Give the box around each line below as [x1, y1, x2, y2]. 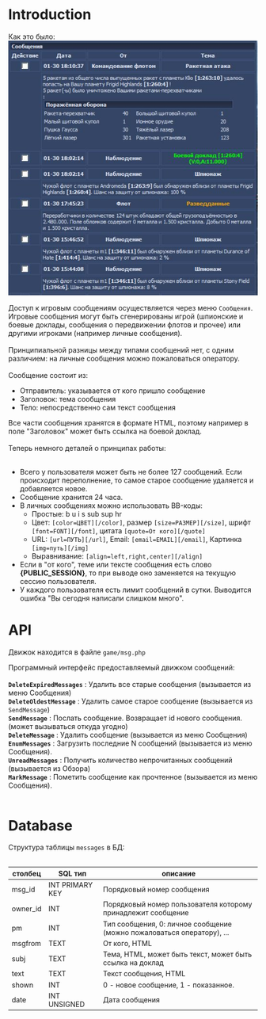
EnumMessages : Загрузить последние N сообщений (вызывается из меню [8, 738, 253, 748]
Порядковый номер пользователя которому [102, 899, 253, 909]
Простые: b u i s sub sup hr [31, 509, 123, 518]
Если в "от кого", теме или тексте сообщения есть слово [19, 559, 212, 569]
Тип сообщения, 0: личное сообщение [102, 919, 232, 929]
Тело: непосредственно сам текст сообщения [19, 403, 177, 412]
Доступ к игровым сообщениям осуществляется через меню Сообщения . [8, 303, 253, 312]
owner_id [11, 903, 42, 913]
